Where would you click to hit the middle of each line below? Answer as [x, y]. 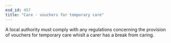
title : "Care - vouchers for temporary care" [55, 15]
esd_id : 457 [18, 10]
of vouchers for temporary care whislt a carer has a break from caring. [80, 35]
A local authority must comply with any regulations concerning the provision [86, 29]
